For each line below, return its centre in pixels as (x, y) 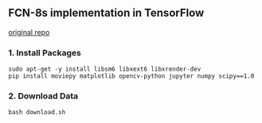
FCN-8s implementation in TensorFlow (106, 13)
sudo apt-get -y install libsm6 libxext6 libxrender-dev (105, 69)
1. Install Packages (45, 52)
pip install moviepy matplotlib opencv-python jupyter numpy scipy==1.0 (131, 76)
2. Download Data (43, 96)
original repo (29, 32)
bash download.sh (37, 113)
